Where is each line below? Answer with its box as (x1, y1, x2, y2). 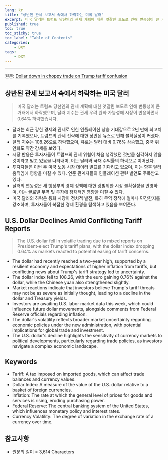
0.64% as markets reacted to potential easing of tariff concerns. (17, 249, 150, 254)
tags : (5, 49, 16, 54)
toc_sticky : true (5, 31, 41, 36)
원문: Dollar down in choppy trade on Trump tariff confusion (5, 73, 128, 79)
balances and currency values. (12, 376, 76, 382)
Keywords (5, 358, 37, 366)
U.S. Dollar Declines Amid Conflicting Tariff (5, 216, 142, 225)
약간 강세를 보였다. (25, 145, 62, 151)
